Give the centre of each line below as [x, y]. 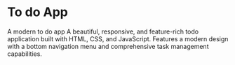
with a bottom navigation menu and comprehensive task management [108, 46]
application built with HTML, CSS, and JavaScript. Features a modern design [118, 38]
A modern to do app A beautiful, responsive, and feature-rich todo [103, 31]
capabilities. [25, 54]
